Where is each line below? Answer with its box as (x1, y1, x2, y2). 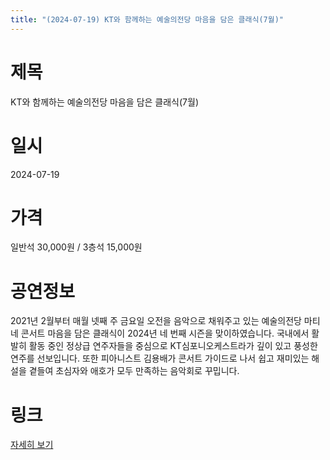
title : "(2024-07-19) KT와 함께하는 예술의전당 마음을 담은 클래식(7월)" (10, 14, 284, 25)
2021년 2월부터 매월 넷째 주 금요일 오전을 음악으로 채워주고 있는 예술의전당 (10, 315, 302, 327)
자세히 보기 (10, 439, 54, 451)
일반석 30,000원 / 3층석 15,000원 (10, 241, 143, 253)
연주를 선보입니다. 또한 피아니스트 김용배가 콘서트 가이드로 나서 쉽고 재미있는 (10, 352, 310, 365)
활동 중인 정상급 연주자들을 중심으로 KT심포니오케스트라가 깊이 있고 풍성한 (28, 340, 318, 352)
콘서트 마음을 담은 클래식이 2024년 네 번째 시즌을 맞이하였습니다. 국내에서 (20, 327, 310, 340)
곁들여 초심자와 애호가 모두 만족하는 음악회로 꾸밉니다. (28, 365, 240, 377)
